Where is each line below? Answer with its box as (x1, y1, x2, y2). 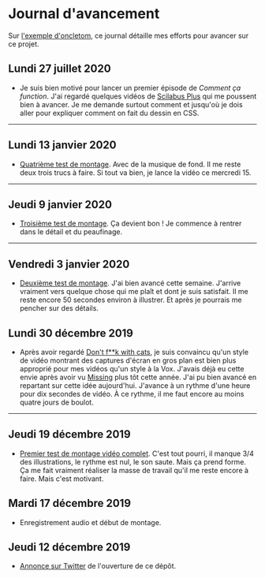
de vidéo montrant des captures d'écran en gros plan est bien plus (19, 356, 237, 365)
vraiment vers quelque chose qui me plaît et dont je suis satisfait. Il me (19, 287, 248, 296)
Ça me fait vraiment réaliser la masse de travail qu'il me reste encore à (19, 465, 249, 475)
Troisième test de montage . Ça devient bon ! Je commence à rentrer (19, 218, 242, 229)
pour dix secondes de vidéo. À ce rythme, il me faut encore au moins (19, 390, 244, 398)
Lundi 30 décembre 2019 (8, 326, 134, 340)
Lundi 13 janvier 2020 (8, 139, 117, 152)
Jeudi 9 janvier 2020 (8, 198, 113, 211)
